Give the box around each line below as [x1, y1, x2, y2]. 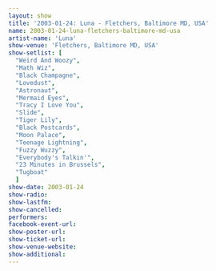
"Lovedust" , [15, 79, 56, 87]
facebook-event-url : [8, 220, 78, 229]
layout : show [8, 11, 52, 20]
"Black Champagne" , [15, 71, 81, 79]
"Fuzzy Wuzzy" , [15, 146, 66, 154]
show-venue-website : [8, 243, 78, 251]
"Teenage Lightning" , [15, 138, 88, 147]
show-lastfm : [8, 198, 52, 206]
